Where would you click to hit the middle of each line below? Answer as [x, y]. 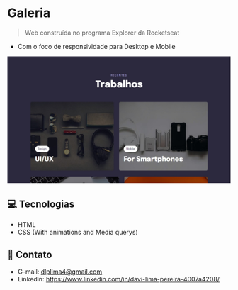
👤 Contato [30, 254]
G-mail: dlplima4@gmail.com [60, 272]
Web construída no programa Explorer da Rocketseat [102, 33]
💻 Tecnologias [41, 204]
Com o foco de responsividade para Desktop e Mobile [96, 46]
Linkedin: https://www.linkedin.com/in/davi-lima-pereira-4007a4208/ [119, 279]
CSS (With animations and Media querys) [78, 233]
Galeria [29, 13]
